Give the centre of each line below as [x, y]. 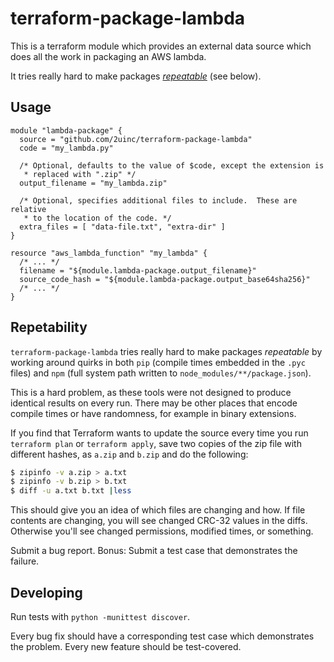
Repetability [49, 327]
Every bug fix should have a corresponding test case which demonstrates [162, 636]
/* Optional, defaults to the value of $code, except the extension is [172, 165]
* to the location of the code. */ [97, 218]
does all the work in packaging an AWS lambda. [108, 56]
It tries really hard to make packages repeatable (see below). [136, 76]
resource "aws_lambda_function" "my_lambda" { [109, 253]
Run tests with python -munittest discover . [100, 616]
